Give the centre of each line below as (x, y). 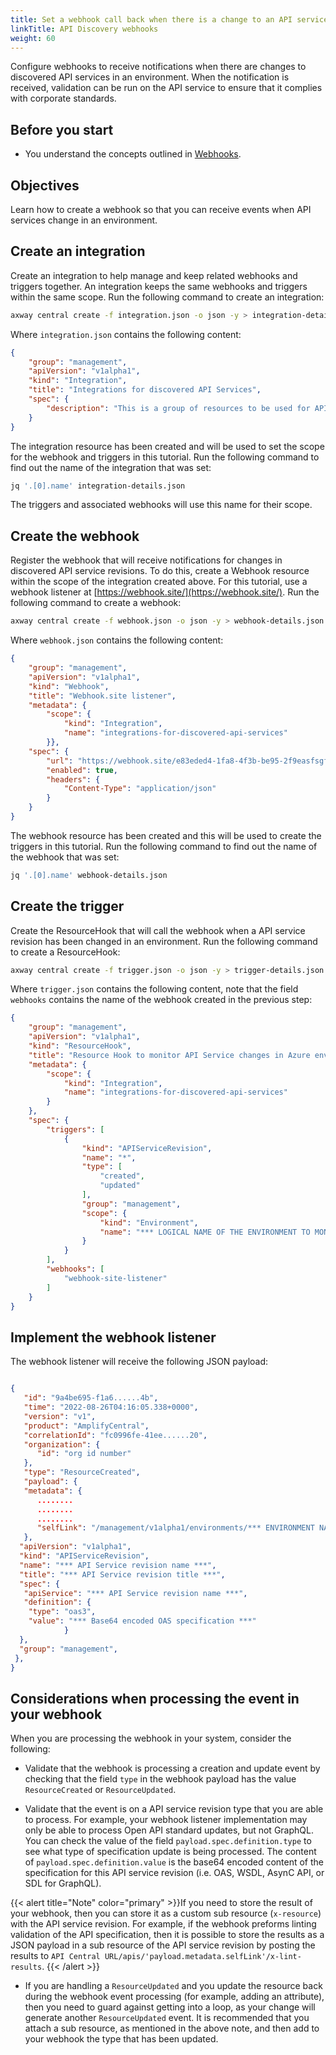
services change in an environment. (84, 220)
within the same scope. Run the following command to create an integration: (167, 297)
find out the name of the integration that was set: (111, 467)
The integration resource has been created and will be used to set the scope (167, 446)
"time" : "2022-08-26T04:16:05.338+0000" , (111, 1407)
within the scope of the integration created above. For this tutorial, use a (159, 582)
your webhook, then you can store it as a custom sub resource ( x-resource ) (166, 1913)
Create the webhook (75, 536)
